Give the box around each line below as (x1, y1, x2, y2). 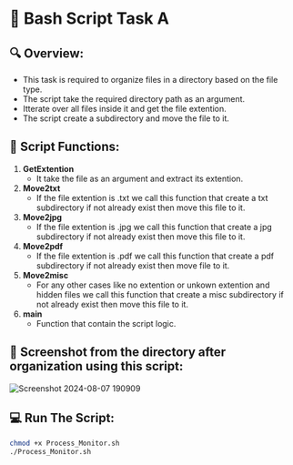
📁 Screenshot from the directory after (9, 345, 227, 360)
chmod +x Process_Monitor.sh (9, 439, 120, 449)
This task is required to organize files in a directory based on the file (22, 75, 278, 85)
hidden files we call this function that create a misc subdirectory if (35, 288, 284, 299)
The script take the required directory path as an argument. (22, 94, 246, 104)
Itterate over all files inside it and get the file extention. (22, 104, 227, 114)
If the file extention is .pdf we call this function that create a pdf (35, 250, 275, 261)
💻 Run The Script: (9, 410, 116, 426)
